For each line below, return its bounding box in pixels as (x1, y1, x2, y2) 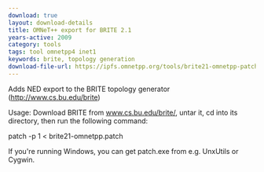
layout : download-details (8, 19, 93, 27)
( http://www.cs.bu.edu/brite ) (8, 92, 101, 102)
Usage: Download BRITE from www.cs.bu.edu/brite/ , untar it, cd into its (8, 108, 238, 117)
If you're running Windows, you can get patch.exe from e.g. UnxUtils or (8, 146, 239, 156)
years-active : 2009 (8, 33, 72, 42)
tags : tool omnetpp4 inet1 (8, 48, 97, 56)
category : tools (8, 41, 61, 49)
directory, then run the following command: (8, 115, 148, 126)
